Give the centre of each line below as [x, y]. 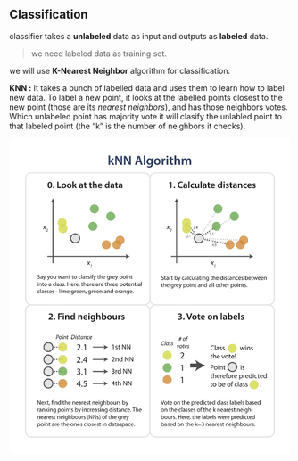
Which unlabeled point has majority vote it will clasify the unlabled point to [146, 116]
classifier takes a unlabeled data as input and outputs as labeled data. [139, 36]
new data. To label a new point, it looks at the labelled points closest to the [146, 97]
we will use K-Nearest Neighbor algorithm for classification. [120, 70]
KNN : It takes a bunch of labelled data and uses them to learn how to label [147, 87]
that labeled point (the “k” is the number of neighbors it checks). [128, 126]
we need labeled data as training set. [99, 54]
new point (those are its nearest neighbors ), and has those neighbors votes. [149, 107]
